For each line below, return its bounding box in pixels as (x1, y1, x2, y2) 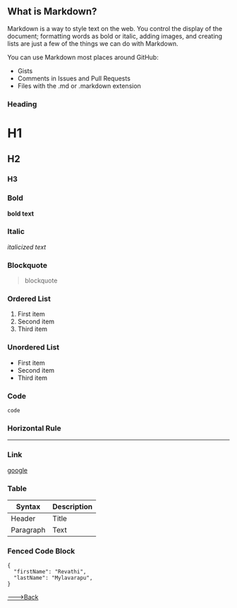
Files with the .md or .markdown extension (17, 81, 141, 90)
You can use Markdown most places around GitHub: (7, 53, 159, 61)
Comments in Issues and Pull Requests (17, 74, 130, 82)
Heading (7, 99, 37, 108)
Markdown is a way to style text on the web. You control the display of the (7, 24, 223, 32)
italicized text (7, 242, 47, 251)
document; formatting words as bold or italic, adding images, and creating (7, 32, 223, 40)
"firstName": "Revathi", (13, 569, 87, 576)
